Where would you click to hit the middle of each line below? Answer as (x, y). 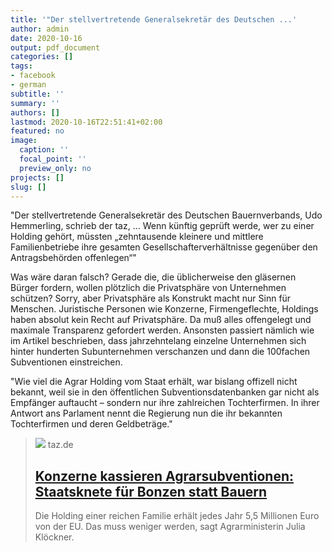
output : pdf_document (55, 47)
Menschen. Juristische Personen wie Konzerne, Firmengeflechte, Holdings (164, 309)
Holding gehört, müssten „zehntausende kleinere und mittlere (137, 237)
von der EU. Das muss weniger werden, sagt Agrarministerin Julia (170, 527)
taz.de (60, 445)
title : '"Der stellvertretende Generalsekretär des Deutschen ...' (154, 19)
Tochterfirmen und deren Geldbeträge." (91, 424)
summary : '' (35, 103)
